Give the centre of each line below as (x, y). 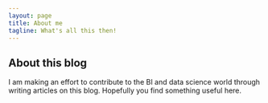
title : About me (35, 23)
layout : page (30, 16)
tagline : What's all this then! (62, 30)
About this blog (47, 63)
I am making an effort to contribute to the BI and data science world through (134, 82)
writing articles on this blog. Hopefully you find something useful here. (125, 91)
